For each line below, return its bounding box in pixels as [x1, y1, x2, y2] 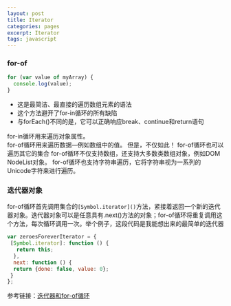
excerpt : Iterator [7, 29, 60, 37]
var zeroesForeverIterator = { [7, 234, 97, 241]
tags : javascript [7, 36, 57, 43]
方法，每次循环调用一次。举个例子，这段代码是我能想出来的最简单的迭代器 [12, 220, 224, 228]
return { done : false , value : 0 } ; [13, 265, 109, 272]
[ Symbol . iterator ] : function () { [10, 240, 109, 247]
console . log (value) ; [13, 81, 72, 88]
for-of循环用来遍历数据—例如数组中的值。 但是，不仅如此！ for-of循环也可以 [7, 141, 224, 149]
